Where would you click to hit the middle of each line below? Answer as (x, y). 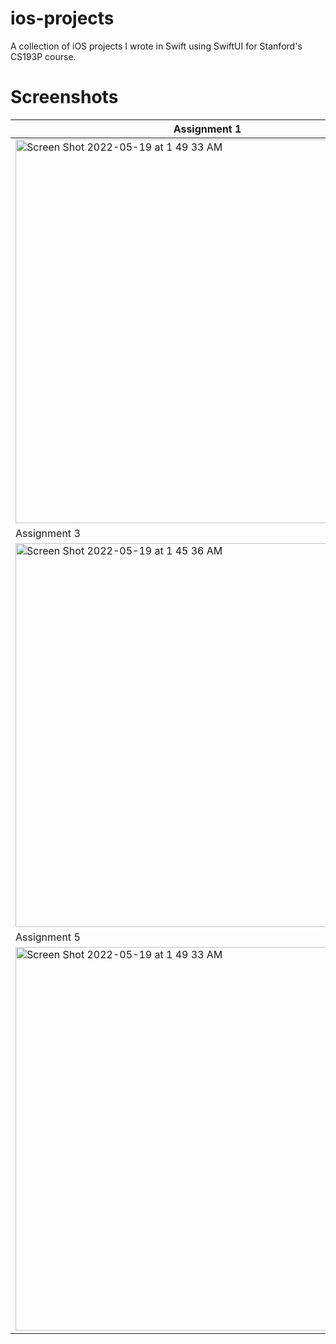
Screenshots (64, 97)
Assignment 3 (48, 533)
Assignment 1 (207, 129)
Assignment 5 (48, 937)
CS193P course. (43, 56)
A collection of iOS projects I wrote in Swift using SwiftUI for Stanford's (156, 46)
